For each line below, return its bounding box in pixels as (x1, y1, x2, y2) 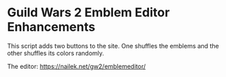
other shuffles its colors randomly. (7, 49, 105, 57)
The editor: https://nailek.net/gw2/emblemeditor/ (7, 62, 146, 70)
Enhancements (7, 19, 96, 35)
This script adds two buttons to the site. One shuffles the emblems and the (7, 42, 219, 50)
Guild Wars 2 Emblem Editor (7, 5, 170, 20)
